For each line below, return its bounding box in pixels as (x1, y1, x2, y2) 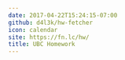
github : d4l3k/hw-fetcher (8, 19, 93, 26)
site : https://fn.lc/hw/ (8, 33, 90, 41)
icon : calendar (8, 26, 58, 34)
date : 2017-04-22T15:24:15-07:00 (8, 11, 118, 19)
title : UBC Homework (8, 41, 76, 48)
